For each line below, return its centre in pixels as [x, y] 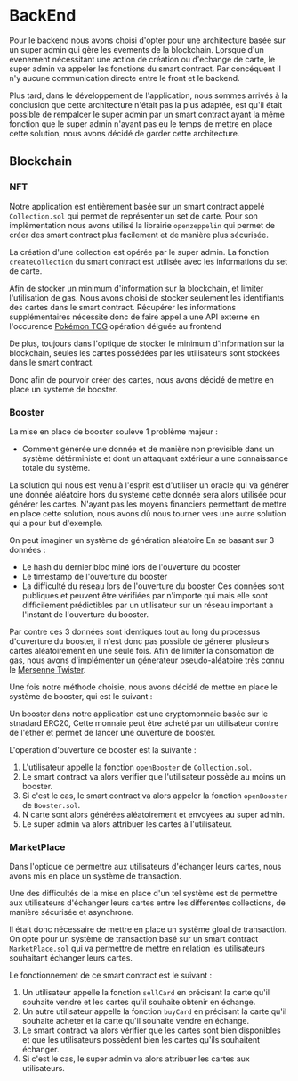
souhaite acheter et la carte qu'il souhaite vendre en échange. [136, 1021]
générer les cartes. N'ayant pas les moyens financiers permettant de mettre [148, 504]
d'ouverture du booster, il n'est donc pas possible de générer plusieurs [139, 641]
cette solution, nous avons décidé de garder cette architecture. [125, 133]
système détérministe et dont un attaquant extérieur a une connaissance [155, 458]
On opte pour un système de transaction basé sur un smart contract [134, 939]
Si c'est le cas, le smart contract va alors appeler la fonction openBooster [155, 796]
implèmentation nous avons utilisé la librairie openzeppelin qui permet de [142, 225]
